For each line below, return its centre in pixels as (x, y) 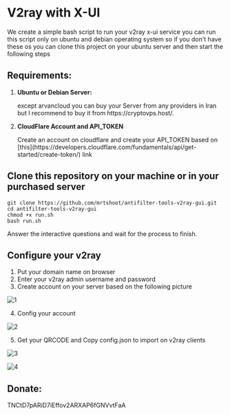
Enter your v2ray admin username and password (86, 279)
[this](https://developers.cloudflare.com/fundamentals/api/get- (107, 147)
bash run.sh (24, 221)
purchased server (46, 187)
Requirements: (40, 76)
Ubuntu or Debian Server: (54, 92)
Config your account (46, 313)
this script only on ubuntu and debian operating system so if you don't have (114, 39)
